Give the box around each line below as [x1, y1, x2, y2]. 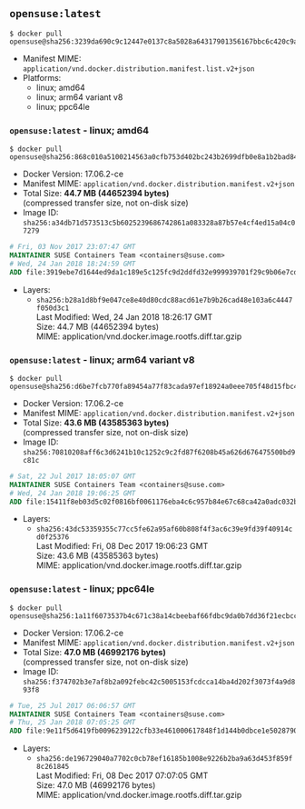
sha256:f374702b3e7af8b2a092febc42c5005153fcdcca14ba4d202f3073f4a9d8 [22, 677, 296, 686]
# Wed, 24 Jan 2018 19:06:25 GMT [9, 488, 136, 498]
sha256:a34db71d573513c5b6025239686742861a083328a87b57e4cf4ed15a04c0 [22, 218, 296, 228]
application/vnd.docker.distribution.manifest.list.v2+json [22, 64, 255, 74]
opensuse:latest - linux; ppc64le [9, 583, 155, 595]
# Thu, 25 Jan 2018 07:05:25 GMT [9, 718, 136, 727]
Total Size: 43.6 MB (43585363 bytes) [22, 417, 170, 428]
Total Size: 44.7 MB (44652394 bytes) [22, 188, 170, 199]
